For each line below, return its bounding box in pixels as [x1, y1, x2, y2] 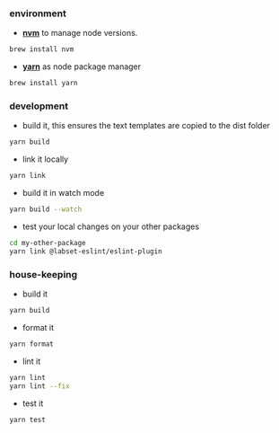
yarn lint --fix [9, 381, 70, 391]
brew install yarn [9, 79, 78, 88]
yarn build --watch [9, 205, 83, 214]
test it [22, 398, 44, 409]
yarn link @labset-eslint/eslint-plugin [9, 246, 163, 256]
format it [22, 322, 55, 332]
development [9, 100, 69, 112]
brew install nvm [9, 45, 74, 54]
